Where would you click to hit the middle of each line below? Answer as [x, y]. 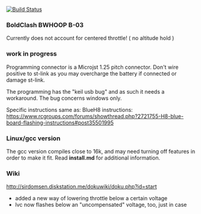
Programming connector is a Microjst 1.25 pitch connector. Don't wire [93, 67]
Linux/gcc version [33, 138]
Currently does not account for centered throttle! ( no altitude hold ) [90, 38]
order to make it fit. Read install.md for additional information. [83, 158]
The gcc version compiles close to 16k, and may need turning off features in [101, 151]
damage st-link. [26, 80]
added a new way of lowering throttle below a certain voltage [91, 198]
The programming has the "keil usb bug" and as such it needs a [85, 91]
